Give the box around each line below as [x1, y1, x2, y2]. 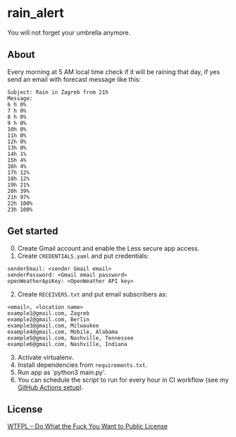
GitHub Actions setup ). [17, 383, 84, 391]
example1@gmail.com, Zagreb [7, 309, 90, 317]
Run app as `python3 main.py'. [17, 368, 106, 376]
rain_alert [7, 5, 65, 21]
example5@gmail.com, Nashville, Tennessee [7, 334, 134, 342]
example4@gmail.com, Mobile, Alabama [7, 328, 118, 335]
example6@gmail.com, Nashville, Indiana [7, 340, 128, 347]
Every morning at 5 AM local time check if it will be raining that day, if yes [7, 67, 221, 76]
